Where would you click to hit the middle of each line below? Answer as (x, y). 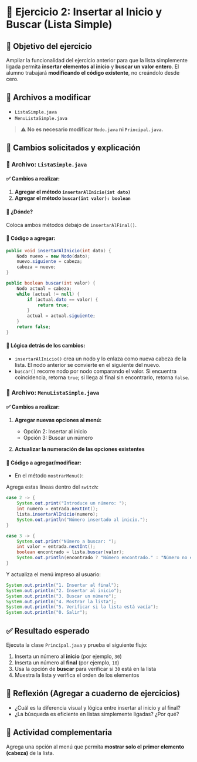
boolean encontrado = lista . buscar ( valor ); (71, 552)
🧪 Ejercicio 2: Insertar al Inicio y (84, 12)
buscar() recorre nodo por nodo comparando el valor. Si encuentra (96, 371)
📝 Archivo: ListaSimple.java (47, 165)
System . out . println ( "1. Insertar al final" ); (62, 585)
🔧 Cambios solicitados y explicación (73, 148)
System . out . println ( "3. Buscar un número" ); (61, 596)
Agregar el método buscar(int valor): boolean (72, 198)
